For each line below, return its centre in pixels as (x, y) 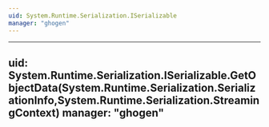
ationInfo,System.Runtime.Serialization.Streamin (134, 100)
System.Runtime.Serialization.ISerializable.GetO (132, 75)
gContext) (34, 113)
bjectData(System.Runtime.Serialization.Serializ (132, 87)
